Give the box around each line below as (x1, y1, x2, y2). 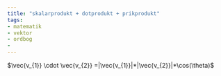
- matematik (7, 23, 42, 30)
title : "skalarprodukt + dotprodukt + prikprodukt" (7, 10, 160, 17)
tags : (7, 17, 23, 23)
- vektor (7, 29, 33, 37)
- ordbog (7, 36, 33, 43)
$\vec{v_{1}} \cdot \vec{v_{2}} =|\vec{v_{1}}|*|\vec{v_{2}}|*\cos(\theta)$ (7, 61, 214, 69)
